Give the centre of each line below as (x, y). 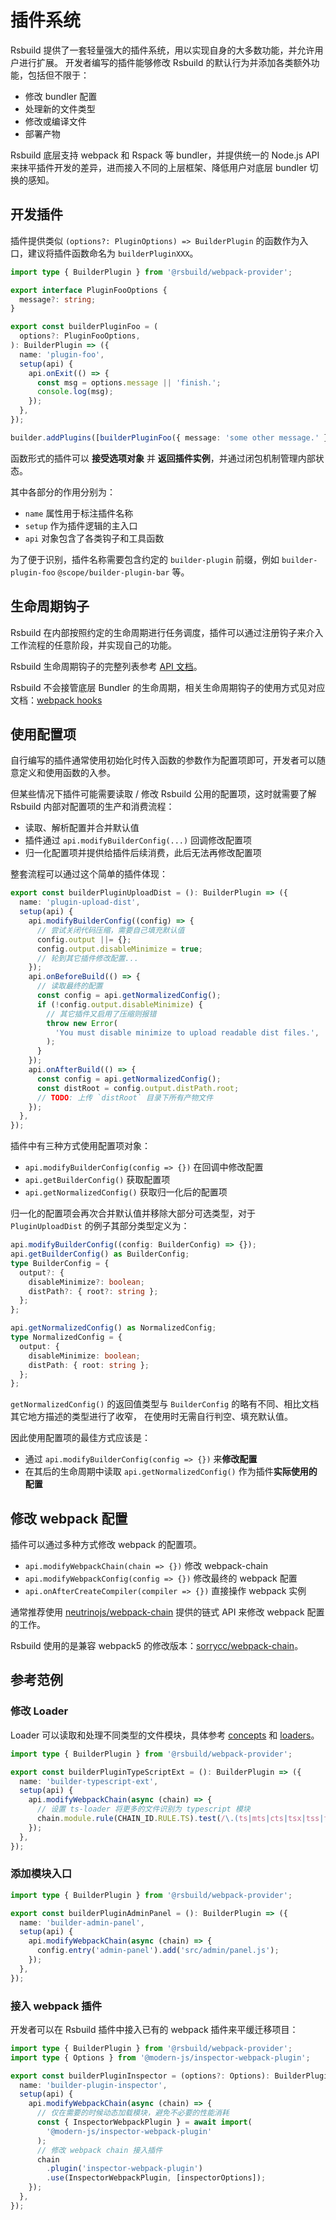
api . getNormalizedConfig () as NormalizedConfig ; (113, 1328)
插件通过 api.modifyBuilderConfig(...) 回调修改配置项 (138, 840)
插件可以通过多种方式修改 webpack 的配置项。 (106, 1545)
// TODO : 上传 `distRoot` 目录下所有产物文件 (125, 1097)
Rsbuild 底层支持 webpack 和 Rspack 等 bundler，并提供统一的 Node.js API (165, 155)
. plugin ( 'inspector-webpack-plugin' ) (124, 2169)
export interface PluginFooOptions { (89, 290)
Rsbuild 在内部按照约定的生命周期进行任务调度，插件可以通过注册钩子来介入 (167, 632)
